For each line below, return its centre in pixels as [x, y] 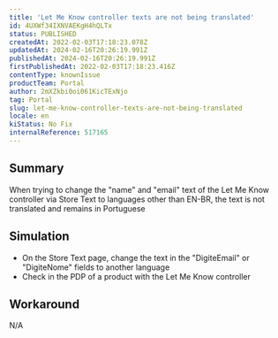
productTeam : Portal [47, 83]
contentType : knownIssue [55, 75]
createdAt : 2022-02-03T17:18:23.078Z [79, 42]
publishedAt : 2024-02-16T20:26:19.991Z [83, 58]
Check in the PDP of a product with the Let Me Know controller [136, 276]
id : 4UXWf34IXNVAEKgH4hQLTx [61, 26]
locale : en [29, 116]
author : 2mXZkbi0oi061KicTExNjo [68, 91]
